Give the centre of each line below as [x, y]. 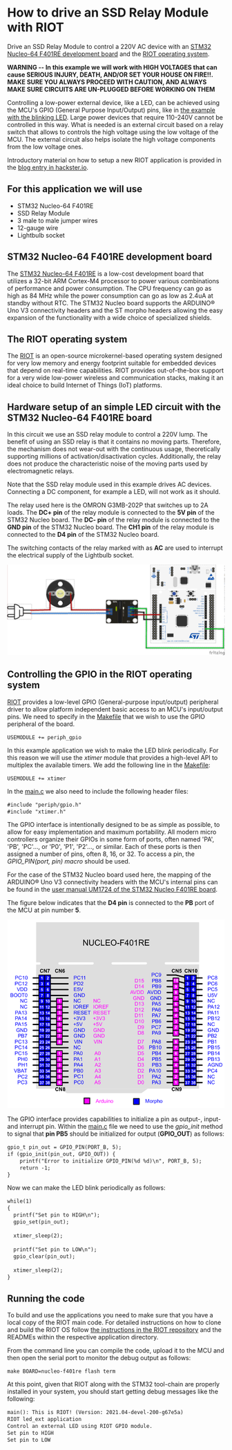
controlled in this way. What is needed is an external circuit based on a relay [115, 124]
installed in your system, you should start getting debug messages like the [113, 1392]
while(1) [20, 1201]
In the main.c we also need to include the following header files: [98, 791]
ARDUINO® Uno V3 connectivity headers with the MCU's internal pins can [113, 881]
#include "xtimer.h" [37, 812]
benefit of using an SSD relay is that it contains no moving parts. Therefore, [114, 442]
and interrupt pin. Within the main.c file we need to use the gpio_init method [115, 1127]
